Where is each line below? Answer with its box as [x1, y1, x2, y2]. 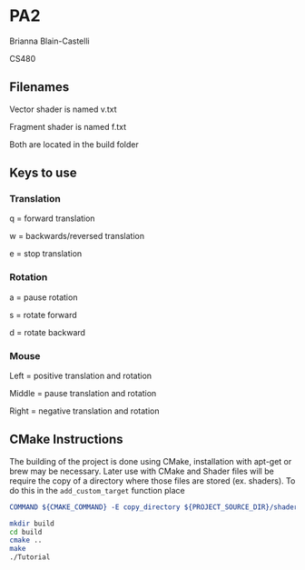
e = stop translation [9, 248, 83, 259]
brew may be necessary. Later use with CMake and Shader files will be [9, 465, 274, 476]
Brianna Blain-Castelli [9, 35, 90, 46]
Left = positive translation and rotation [9, 370, 152, 382]
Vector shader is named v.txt [9, 104, 117, 115]
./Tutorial [9, 553, 51, 562]
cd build [9, 527, 43, 536]
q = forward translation [9, 213, 95, 224]
